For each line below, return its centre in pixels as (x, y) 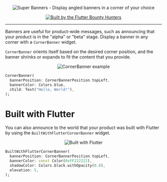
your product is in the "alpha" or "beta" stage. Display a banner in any (77, 37)
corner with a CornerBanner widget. (41, 42)
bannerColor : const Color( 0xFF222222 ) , (51, 161)
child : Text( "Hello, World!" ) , (42, 89)
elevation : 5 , (24, 170)
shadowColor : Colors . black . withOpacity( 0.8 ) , (58, 165)
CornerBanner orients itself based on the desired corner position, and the (79, 52)
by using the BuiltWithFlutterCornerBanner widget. (58, 133)
